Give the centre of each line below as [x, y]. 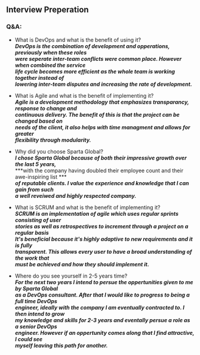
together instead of [39, 77]
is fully [24, 245]
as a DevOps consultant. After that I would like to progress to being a [102, 295]
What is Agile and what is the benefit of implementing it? [84, 95]
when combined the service [50, 65]
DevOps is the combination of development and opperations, [92, 46]
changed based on [39, 121]
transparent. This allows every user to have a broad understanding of [103, 251]
